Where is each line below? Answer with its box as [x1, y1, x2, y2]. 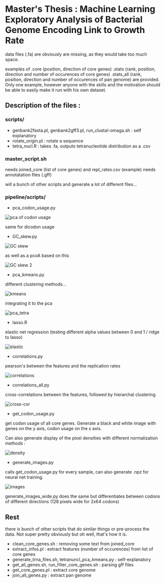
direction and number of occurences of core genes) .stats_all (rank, [5, 71, 142, 77]
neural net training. [5, 474, 43, 480]
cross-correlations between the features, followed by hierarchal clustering [5, 392, 156, 398]
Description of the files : [5, 101, 81, 109]
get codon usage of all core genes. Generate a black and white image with [5, 420, 156, 426]
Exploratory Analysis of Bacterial [5, 14, 143, 25]
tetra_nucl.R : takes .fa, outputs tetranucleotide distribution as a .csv [12, 143, 151, 149]
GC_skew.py [12, 233, 37, 240]
